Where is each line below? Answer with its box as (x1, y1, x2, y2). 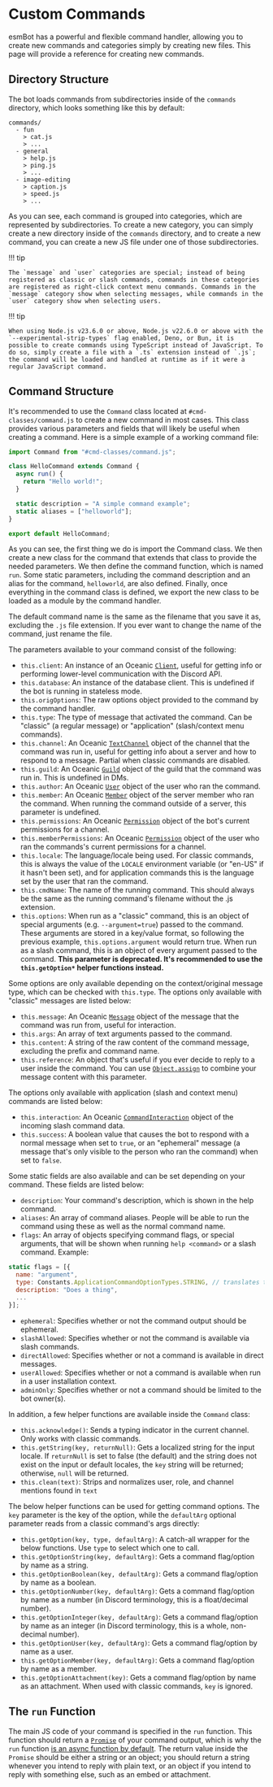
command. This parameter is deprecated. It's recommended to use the (19, 954, 263, 964)
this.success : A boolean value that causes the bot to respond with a (19, 1129, 249, 1139)
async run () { (15, 470, 63, 478)
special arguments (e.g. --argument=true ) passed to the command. (19, 920, 244, 929)
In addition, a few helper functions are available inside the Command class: (8, 1409, 250, 1419)
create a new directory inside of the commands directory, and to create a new (8, 228, 262, 238)
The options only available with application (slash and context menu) (8, 1088, 238, 1098)
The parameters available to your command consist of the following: (8, 645, 237, 654)
